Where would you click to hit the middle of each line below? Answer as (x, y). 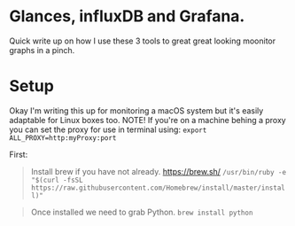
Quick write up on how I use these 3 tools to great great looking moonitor (143, 41)
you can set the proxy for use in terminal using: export (108, 129)
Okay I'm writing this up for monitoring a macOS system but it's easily (136, 110)
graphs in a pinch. (42, 50)
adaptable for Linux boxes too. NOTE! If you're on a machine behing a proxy (147, 120)
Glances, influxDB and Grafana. (127, 16)
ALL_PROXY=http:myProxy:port (63, 138)
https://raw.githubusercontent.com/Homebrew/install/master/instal (158, 188)
